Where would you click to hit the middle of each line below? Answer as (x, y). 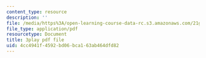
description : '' (27, 18)
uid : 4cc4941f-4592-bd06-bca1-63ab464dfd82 (63, 46)
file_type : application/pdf (42, 29)
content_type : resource (37, 12)
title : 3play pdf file (35, 40)
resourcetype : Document (37, 34)
